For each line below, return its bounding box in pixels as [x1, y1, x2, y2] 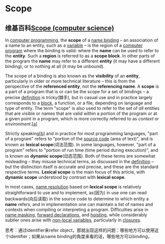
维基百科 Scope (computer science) [5, 24, 114, 32]
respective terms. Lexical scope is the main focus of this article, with [5, 169, 145, 175]
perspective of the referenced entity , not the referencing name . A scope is [5, 83, 159, 89]
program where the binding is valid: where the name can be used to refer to [5, 48, 159, 53]
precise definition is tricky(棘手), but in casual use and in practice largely [5, 95, 153, 100]
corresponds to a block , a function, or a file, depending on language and [5, 100, 152, 106]
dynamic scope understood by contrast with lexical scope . [5, 174, 126, 180]
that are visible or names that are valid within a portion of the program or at [5, 110, 158, 116]
